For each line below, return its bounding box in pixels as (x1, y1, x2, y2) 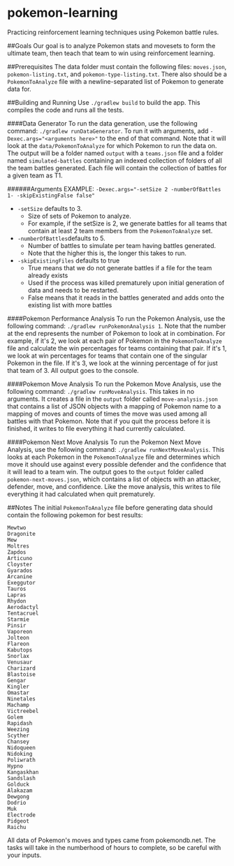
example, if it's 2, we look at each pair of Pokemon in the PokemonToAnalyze (7, 337, 222, 345)
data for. (7, 85, 31, 93)
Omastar (7, 689, 30, 696)
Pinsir (7, 622, 27, 629)
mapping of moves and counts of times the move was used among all (7, 409, 207, 418)
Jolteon (7, 634, 30, 641)
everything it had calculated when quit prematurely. (7, 490, 156, 498)
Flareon (7, 640, 30, 647)
